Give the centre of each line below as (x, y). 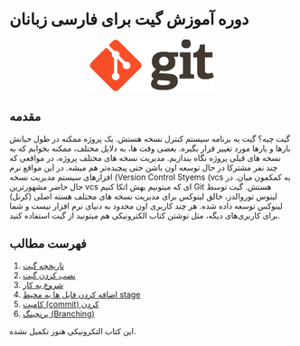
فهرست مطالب (48, 244)
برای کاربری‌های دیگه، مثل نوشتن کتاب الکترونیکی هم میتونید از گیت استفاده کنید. (145, 215)
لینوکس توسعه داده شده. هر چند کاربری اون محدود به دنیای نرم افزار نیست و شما (146, 206)
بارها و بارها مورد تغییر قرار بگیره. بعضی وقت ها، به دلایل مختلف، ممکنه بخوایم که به (150, 148)
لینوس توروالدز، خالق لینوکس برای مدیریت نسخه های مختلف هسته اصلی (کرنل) (143, 196)
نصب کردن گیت (49, 275)
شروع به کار (43, 285)
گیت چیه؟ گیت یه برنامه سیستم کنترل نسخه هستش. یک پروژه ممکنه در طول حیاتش (150, 138)
